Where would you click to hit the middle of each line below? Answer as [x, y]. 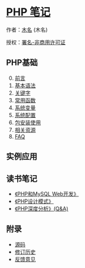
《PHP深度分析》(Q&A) [42, 208]
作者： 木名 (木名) [27, 30]
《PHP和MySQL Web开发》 [47, 193]
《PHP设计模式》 [34, 201]
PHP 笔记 [28, 12]
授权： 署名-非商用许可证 [36, 42]
